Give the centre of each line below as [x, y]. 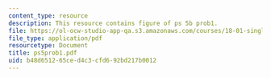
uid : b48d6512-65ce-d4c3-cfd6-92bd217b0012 [83, 61]
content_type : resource [48, 16]
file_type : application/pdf [56, 38]
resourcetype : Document [48, 46]
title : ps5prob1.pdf [43, 53]
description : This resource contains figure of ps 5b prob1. [113, 23]
